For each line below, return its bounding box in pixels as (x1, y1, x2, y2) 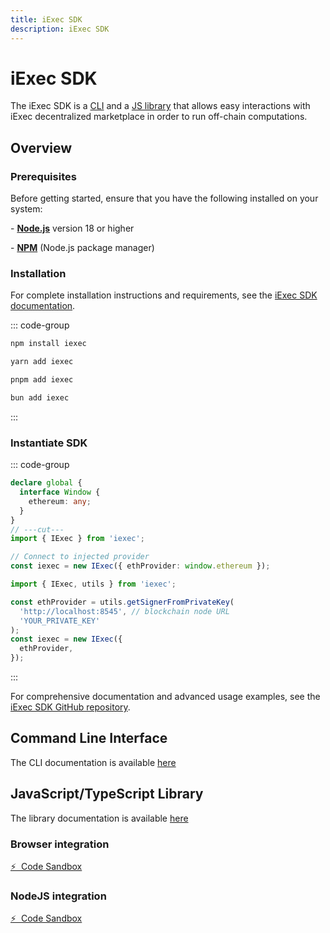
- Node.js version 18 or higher (10, 222, 135, 235)
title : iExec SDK (10, 14, 83, 25)
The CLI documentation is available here (10, 756, 177, 768)
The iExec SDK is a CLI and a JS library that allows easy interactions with (10, 100, 311, 112)
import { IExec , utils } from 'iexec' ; (10, 579, 177, 590)
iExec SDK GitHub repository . (10, 701, 131, 713)
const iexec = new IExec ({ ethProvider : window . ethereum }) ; (10, 561, 271, 571)
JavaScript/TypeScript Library (10, 786, 204, 803)
